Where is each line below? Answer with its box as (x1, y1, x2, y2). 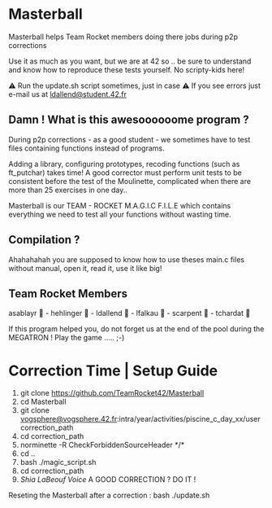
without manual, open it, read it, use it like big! (8, 263, 162, 273)
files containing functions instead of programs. (8, 143, 165, 153)
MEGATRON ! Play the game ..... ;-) (8, 333, 125, 343)
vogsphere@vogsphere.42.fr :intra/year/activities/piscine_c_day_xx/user (19, 414, 261, 424)
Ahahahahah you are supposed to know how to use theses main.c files (8, 254, 245, 265)
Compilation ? (8, 233, 80, 247)
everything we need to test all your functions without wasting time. (8, 209, 231, 219)
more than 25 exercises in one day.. (8, 185, 128, 195)
